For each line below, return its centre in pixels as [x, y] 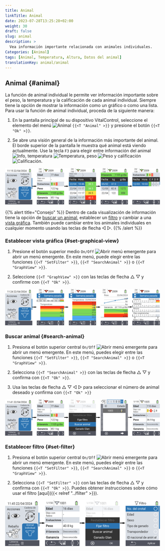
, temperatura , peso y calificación [83, 156]
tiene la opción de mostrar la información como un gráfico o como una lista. [82, 106]
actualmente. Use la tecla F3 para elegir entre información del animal [82, 151]
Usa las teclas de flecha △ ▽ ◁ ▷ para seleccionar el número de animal [86, 387]
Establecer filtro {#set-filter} [40, 446]
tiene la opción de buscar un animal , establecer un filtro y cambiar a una [78, 218]
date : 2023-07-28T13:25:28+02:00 [39, 21]
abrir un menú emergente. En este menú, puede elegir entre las [76, 257]
